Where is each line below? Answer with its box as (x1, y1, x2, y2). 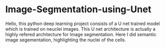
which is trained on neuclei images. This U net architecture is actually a (5, 26, 156, 32)
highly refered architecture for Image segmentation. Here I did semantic (5, 31, 157, 37)
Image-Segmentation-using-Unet (5, 4, 152, 15)
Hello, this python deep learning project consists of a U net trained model (5, 20, 160, 27)
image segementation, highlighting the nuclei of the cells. (5, 37, 127, 43)
